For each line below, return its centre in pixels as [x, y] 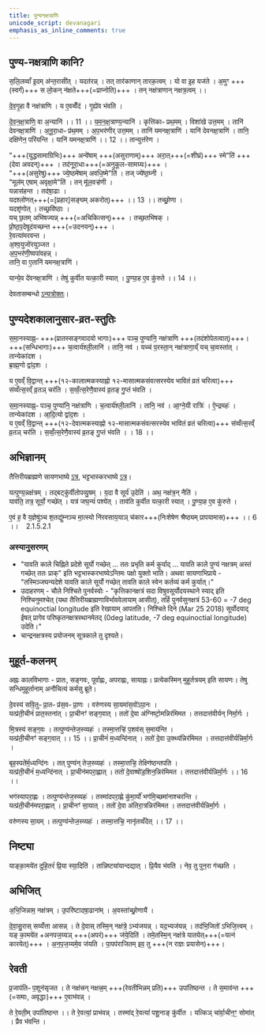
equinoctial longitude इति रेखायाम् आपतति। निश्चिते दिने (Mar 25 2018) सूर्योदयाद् [134, 609]
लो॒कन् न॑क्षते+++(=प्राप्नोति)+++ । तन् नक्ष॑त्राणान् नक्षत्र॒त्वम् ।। [127, 90]
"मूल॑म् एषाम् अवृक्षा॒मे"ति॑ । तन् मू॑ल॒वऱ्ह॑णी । [61, 182]
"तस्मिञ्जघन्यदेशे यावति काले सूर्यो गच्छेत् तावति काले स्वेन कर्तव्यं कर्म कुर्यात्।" [117, 582]
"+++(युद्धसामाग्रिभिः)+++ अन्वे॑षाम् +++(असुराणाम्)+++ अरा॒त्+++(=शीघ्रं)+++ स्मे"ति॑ [122, 156]
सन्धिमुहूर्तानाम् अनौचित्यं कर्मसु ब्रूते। [53, 688]
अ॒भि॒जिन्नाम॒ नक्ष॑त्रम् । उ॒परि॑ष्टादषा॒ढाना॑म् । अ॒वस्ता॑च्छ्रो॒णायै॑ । [82, 910]
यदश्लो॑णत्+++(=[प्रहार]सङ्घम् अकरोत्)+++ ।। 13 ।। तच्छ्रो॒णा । [96, 200]
